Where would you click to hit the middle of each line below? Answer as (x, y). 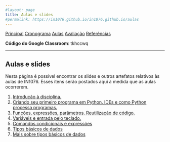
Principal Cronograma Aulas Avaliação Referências (58, 34)
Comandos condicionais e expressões (52, 124)
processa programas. (35, 108)
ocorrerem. (17, 87)
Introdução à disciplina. (37, 97)
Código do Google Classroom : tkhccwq (47, 43)
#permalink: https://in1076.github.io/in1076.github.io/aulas (72, 19)
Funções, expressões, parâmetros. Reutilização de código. (74, 113)
